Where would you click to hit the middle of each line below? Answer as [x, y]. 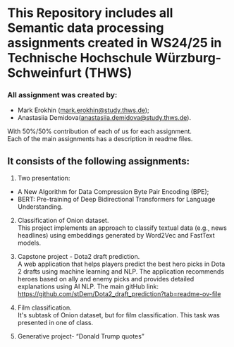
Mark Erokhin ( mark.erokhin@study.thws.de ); [83, 110]
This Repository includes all [90, 13]
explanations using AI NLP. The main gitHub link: [88, 286]
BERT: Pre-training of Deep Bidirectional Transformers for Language [116, 200]
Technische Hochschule [80, 58]
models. [29, 243]
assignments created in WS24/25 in [115, 43]
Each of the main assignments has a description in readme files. [100, 139]
